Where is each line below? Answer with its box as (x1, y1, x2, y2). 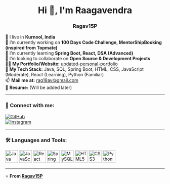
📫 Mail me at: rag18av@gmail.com (5, 77, 78, 83)
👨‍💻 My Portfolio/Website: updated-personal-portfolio (5, 61, 118, 67)
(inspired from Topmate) (5, 45, 58, 51)
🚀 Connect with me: (5, 102, 55, 109)
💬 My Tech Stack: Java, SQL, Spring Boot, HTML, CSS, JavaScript (5, 66, 144, 72)
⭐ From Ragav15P (5, 173, 43, 179)
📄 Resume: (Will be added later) (5, 84, 72, 90)
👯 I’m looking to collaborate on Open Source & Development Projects (5, 56, 151, 62)
